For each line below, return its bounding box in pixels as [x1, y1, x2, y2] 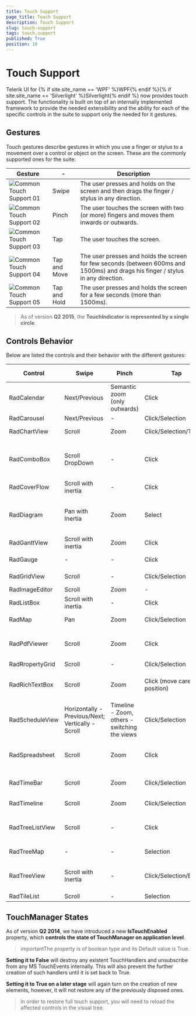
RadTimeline [9, 799, 44, 808]
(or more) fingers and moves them [80, 211, 174, 219]
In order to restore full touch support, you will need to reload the [20, 998, 175, 1005]
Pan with [64, 507, 89, 515]
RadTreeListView [9, 823, 55, 832]
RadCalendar [9, 394, 45, 402]
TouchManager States [6, 912, 89, 922]
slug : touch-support [6, 25, 57, 31]
